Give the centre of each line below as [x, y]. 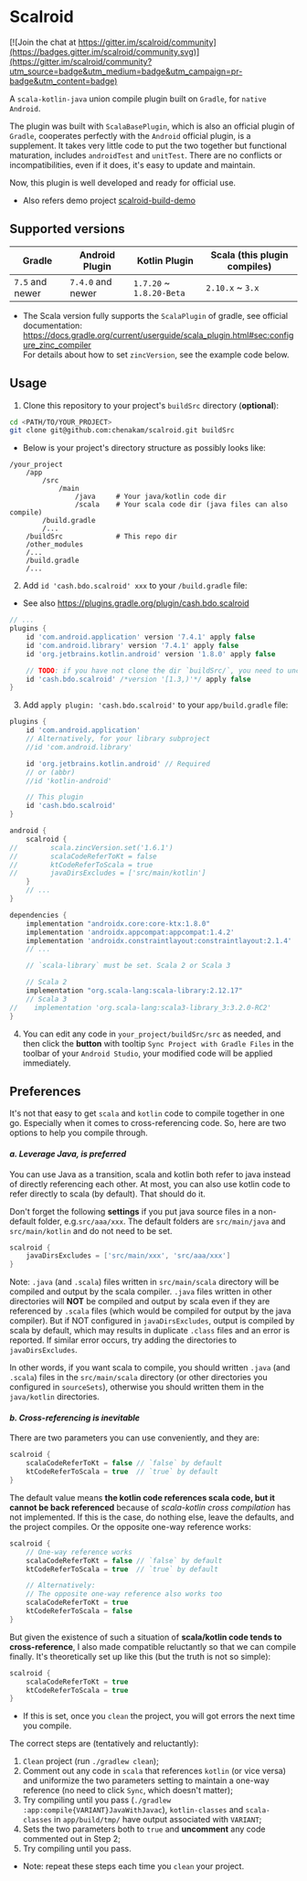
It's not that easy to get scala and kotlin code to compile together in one [147, 1113]
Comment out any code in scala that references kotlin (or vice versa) [154, 1771]
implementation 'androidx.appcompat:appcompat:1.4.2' [130, 932]
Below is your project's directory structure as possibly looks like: [144, 448]
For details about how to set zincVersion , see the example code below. [156, 355]
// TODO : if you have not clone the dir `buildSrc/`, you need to [155, 670]
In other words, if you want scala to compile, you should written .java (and [150, 1367]
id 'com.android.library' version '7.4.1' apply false [132, 645]
